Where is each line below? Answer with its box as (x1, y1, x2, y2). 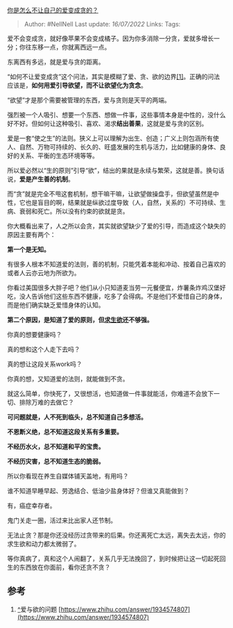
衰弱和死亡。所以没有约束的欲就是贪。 (19, 207, 129, 215)
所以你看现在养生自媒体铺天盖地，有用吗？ (7, 472, 129, 480)
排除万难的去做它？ (19, 398, 74, 406)
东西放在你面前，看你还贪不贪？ (19, 563, 111, 571)
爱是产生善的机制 (19, 175, 68, 183)
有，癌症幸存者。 (7, 502, 56, 509)
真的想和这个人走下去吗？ (7, 345, 80, 353)
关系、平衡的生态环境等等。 (19, 151, 98, 160)
